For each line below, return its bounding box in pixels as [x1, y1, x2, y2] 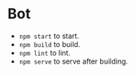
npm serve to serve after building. [18, 56, 129, 66]
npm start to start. [18, 31, 79, 41]
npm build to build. [18, 39, 81, 49]
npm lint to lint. [18, 48, 71, 57]
